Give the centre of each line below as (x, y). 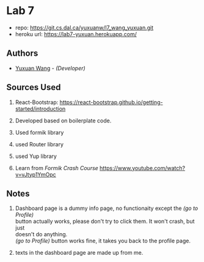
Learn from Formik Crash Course (57, 168)
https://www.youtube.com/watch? (142, 168)
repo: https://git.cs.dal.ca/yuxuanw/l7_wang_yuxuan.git (84, 28)
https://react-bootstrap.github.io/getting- (111, 102)
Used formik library (39, 132)
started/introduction (40, 108)
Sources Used (34, 87)
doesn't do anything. (41, 234)
